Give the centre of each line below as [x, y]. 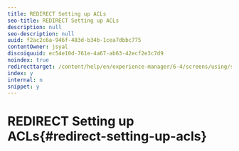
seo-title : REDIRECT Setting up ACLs [63, 21]
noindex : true [28, 60]
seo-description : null [41, 34]
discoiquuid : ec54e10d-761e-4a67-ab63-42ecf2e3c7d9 [85, 54]
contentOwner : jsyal [38, 47]
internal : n [25, 80]
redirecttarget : [31, 67]
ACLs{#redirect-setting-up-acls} [107, 136]
